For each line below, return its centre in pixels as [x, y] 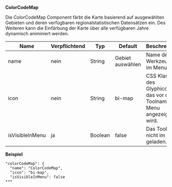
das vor [155, 95]
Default [128, 46]
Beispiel [14, 154]
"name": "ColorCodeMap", [36, 168]
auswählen [128, 64]
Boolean [100, 135]
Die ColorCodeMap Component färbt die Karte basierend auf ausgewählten [85, 17]
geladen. [156, 142]
